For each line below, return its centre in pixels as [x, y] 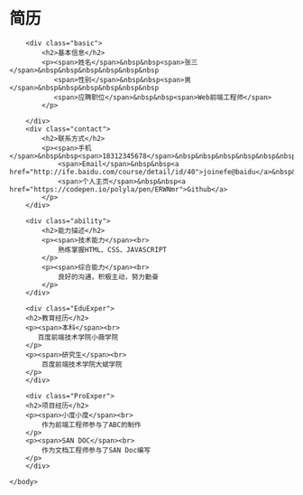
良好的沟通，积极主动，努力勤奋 [108, 276]
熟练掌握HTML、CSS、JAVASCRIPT [112, 249]
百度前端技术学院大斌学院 [82, 364]
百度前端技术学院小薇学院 [78, 337]
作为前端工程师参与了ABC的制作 [92, 425]
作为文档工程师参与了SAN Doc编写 [96, 450]
